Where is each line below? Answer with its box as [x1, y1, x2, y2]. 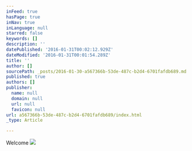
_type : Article [6, 118, 43, 123]
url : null [11, 101, 35, 107]
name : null [11, 90, 38, 96]
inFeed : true [6, 8, 38, 15]
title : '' [6, 57, 30, 63]
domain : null [11, 95, 43, 101]
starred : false [6, 30, 43, 36]
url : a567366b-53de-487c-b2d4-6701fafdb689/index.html [6, 112, 142, 118]
